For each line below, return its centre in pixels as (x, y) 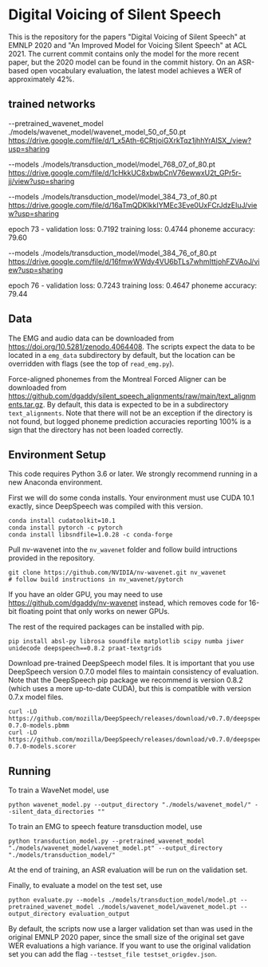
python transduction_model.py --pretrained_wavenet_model (106, 841)
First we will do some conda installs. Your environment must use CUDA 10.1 (131, 498)
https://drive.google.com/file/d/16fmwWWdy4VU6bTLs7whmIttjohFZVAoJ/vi (134, 261)
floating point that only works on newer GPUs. (94, 611)
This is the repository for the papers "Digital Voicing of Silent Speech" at (127, 37)
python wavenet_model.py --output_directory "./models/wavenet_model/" (130, 805)
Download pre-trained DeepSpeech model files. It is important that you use (132, 663)
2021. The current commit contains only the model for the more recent (124, 53)
